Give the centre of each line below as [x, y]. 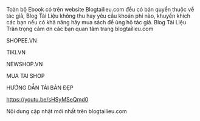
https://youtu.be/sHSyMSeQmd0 [47, 99]
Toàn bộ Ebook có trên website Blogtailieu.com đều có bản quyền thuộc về [100, 9]
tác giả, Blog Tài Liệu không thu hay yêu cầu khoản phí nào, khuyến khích [98, 16]
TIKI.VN [16, 52]
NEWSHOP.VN [25, 64]
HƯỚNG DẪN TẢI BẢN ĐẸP [40, 88]
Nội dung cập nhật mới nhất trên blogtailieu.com [67, 111]
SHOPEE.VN [22, 40]
